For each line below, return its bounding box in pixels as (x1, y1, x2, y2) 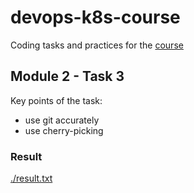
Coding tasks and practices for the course (10, 39, 184, 51)
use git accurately (24, 114, 100, 126)
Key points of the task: (10, 94, 103, 106)
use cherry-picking (24, 124, 104, 136)
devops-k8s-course (10, 6, 181, 29)
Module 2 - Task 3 (10, 68, 125, 85)
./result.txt (10, 172, 53, 185)
